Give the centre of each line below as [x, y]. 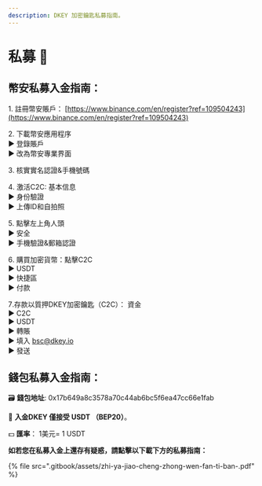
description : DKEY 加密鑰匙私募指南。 [66, 15]
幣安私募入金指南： [55, 88]
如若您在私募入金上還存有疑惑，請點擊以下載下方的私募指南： [108, 451]
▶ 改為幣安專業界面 [40, 153]
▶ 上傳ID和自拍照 [36, 206]
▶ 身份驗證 [26, 197]
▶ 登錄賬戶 [26, 143]
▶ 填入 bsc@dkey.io [41, 341]
